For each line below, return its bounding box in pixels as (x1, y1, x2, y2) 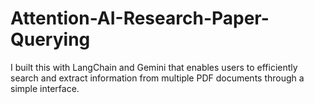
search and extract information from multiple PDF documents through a (10, 72, 305, 84)
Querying (10, 28, 91, 51)
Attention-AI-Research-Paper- (10, 7, 270, 30)
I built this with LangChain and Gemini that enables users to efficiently (10, 61, 298, 73)
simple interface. (10, 82, 80, 94)
